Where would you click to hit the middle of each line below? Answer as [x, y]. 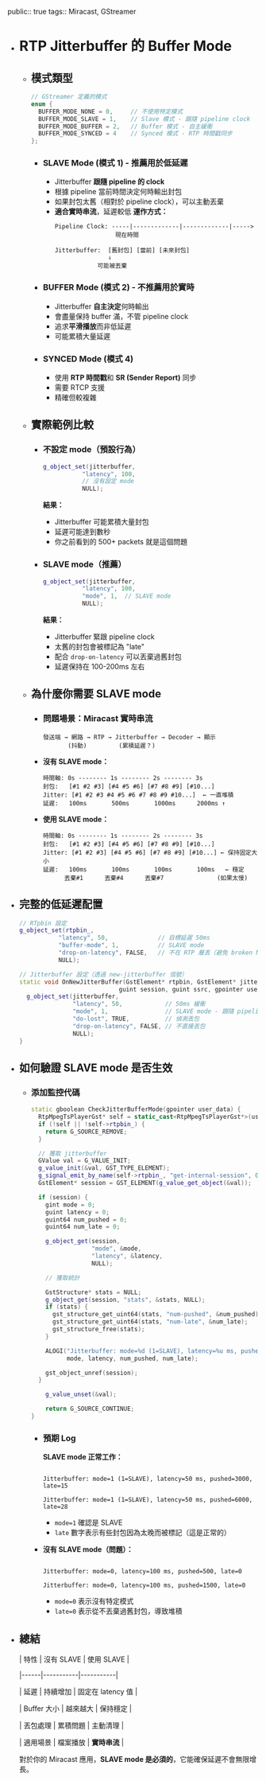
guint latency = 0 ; [78, 1212]
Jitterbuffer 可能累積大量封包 [102, 522]
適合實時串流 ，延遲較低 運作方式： [111, 212]
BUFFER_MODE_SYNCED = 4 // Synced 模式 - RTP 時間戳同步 [135, 134]
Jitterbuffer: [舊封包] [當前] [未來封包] [122, 251]
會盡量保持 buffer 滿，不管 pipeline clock [121, 316]
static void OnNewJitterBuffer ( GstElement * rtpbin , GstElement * [127, 982]
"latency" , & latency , [127, 1257]
